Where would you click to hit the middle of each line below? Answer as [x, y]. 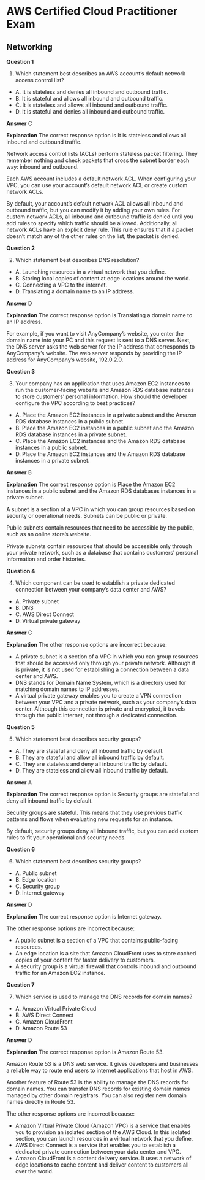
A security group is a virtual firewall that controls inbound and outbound [106, 966]
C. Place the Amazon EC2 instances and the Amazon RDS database [100, 441]
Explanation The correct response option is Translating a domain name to [99, 315]
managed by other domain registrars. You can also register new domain [96, 1095]
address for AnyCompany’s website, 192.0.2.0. [65, 360]
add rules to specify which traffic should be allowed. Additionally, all [92, 223]
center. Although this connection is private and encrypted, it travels [100, 709]
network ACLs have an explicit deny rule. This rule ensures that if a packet [100, 229]
